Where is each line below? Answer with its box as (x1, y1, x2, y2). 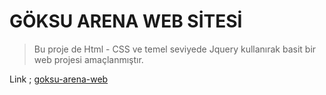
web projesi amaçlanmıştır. (33, 53, 144, 65)
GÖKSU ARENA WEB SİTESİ (9, 10, 243, 33)
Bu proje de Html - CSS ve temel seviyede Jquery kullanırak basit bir (33, 43, 317, 55)
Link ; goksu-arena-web (9, 73, 109, 85)
